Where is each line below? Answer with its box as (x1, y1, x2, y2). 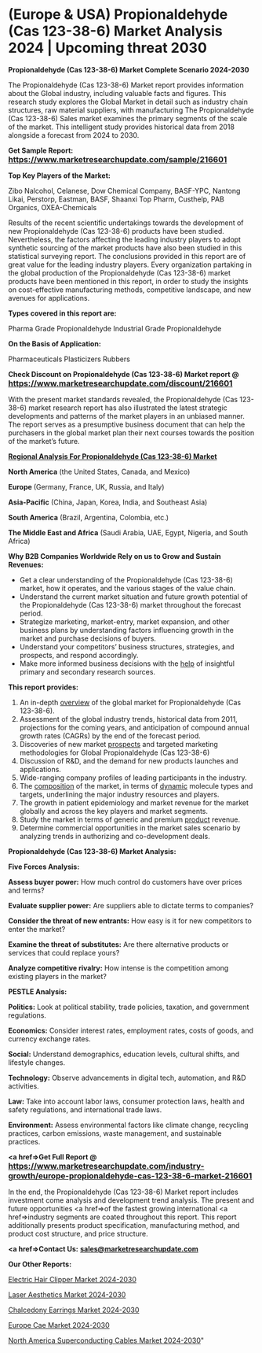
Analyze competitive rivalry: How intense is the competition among (8, 963, 229, 973)
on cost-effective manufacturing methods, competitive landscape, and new (8, 285, 252, 294)
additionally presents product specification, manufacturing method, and (8, 1220, 240, 1229)
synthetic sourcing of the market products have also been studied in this (8, 242, 242, 253)
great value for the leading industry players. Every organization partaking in (8, 260, 253, 269)
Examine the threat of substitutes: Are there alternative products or (8, 939, 229, 949)
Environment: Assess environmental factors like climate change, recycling (8, 1120, 249, 1129)
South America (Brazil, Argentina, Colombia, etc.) (8, 512, 169, 522)
